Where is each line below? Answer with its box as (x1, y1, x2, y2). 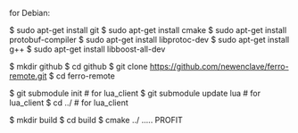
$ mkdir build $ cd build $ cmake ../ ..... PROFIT (9, 115, 183, 125)
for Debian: (9, 8, 51, 18)
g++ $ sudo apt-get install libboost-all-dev (9, 44, 166, 54)
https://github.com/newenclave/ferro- (149, 62, 289, 71)
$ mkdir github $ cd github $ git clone (9, 62, 149, 71)
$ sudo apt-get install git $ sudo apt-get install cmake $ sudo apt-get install (9, 25, 287, 35)
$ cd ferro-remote (48, 71, 116, 81)
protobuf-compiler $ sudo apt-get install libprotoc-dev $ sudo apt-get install (9, 35, 290, 45)
